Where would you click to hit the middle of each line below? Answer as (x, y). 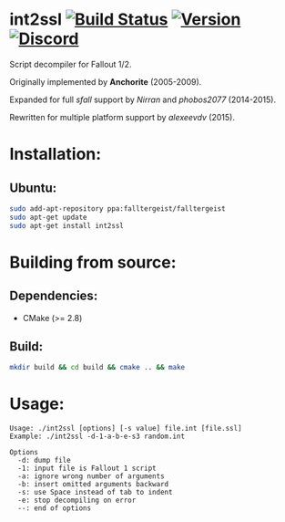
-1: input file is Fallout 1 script (87, 469)
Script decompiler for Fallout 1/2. (71, 64)
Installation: (56, 154)
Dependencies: (54, 296)
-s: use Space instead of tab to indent (95, 493)
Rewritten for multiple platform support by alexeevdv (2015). (122, 117)
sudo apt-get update (49, 217)
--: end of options (55, 508)
